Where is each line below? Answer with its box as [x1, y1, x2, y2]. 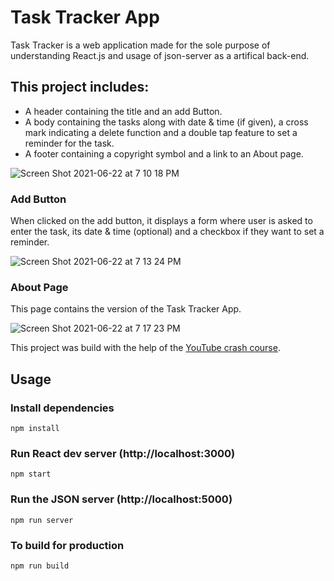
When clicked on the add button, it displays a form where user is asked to [10, 215, 313, 227]
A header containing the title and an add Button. [24, 105, 223, 117]
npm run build [10, 561, 70, 571]
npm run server [10, 515, 74, 525]
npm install [10, 424, 60, 434]
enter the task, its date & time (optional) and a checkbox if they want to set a [10, 226, 325, 238]
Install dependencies [10, 401, 115, 415]
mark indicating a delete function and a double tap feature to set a [24, 126, 298, 138]
